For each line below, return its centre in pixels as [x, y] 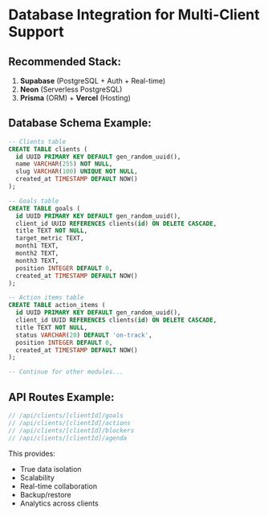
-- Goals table [34, 201]
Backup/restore [46, 494]
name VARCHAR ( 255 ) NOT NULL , [64, 164]
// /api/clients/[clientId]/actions [69, 423]
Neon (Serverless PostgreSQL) [71, 89]
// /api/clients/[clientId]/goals [66, 416]
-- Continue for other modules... [66, 372]
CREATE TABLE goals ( [45, 208]
